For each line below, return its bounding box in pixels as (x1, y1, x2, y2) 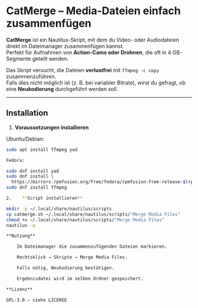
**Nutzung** (6, 233, 35, 239)
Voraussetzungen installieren (14, 124, 89, 131)
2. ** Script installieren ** (6, 195, 83, 201)
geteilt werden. (32, 55, 69, 62)
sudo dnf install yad (6, 168, 60, 174)
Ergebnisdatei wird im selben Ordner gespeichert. (16, 275, 144, 281)
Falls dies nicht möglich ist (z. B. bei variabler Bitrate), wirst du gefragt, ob (6, 79, 186, 86)
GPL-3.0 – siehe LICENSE (6, 297, 67, 303)
